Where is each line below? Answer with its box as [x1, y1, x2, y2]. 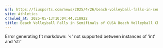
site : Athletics [5, 12, 38, 16]
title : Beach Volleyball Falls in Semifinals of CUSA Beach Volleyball [5, 20, 153, 25]
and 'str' [5, 39, 22, 45]
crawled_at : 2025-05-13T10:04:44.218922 [5, 16, 88, 21]
